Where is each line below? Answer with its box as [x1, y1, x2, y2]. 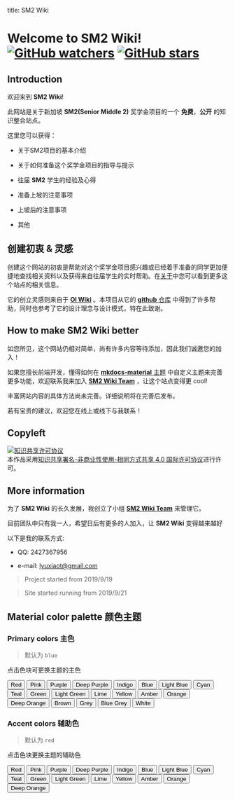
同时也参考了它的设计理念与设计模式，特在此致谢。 [19, 304, 166, 312]
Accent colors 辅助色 [7, 718, 79, 728]
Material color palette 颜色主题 [7, 611, 142, 623]
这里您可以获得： [7, 131, 57, 139]
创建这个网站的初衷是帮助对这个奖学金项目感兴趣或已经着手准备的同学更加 [7, 263, 222, 271]
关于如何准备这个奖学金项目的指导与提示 [17, 161, 134, 169]
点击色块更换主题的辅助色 [7, 751, 81, 759]
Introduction [7, 73, 63, 85]
